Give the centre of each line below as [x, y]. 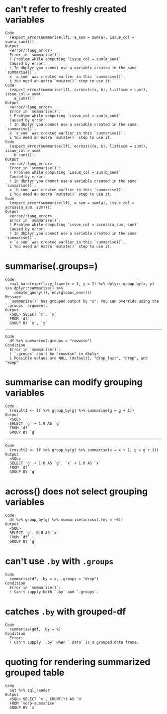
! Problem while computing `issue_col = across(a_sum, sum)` [74, 225]
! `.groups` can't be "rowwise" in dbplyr [54, 354]
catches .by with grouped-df [66, 611]
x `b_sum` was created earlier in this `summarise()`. [68, 190]
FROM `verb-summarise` [33, 703]
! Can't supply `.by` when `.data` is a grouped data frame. [74, 642]
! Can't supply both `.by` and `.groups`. [54, 592]
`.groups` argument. [27, 305]
